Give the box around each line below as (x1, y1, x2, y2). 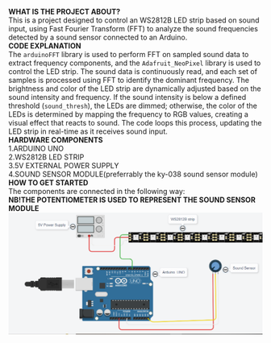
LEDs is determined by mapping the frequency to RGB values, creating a (8, 110, 248, 119)
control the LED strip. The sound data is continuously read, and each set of (8, 67, 258, 76)
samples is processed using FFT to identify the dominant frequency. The (8, 76, 250, 85)
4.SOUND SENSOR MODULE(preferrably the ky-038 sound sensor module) (8, 169, 258, 179)
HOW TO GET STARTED (8, 178, 89, 188)
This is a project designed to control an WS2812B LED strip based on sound (8, 15, 260, 25)
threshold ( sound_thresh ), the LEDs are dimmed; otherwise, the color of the (8, 101, 258, 110)
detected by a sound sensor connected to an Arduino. (8, 32, 188, 42)
